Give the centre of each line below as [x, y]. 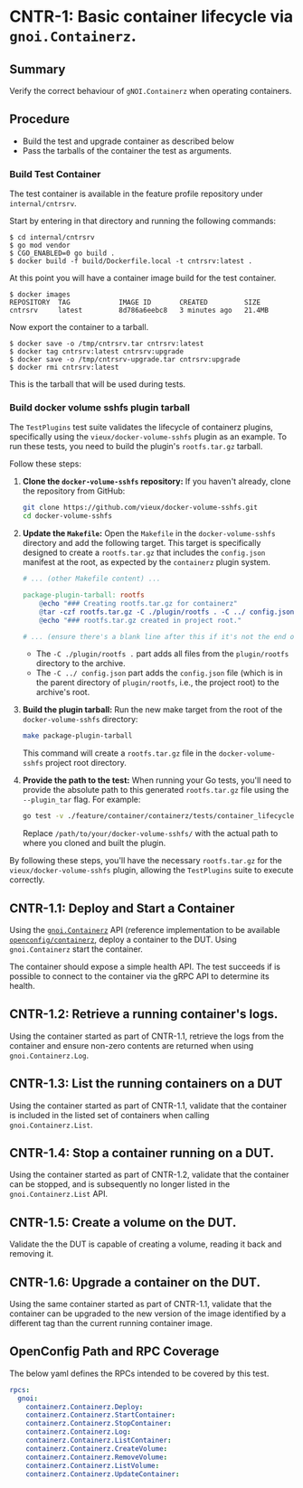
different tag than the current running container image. [111, 1323]
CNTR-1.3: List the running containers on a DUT [146, 1083]
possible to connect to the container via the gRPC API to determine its [139, 976]
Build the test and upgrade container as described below [128, 141]
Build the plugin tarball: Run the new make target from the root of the [152, 710]
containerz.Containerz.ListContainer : [99, 1441]
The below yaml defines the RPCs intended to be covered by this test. [139, 1373]
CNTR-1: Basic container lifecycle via [151, 17]
